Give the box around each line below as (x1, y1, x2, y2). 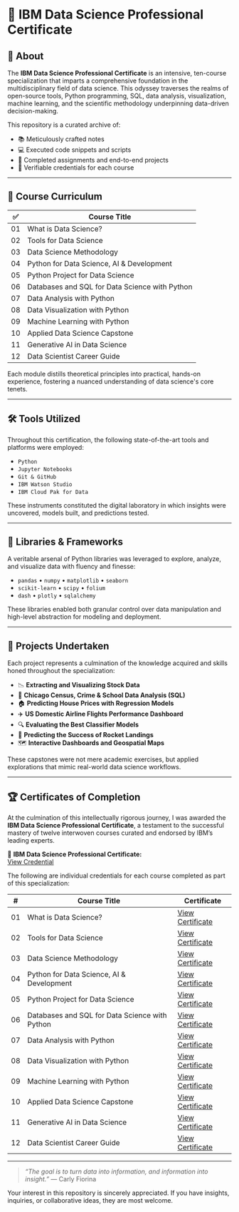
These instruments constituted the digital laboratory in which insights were (7, 500, 226, 509)
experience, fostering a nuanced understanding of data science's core (7, 377, 214, 386)
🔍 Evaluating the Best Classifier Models (17, 720, 139, 729)
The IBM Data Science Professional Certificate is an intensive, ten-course (7, 69, 227, 77)
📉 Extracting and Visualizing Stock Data (17, 681, 140, 689)
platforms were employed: (7, 443, 84, 451)
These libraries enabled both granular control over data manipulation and (7, 605, 222, 614)
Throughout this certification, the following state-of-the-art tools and (7, 435, 209, 444)
